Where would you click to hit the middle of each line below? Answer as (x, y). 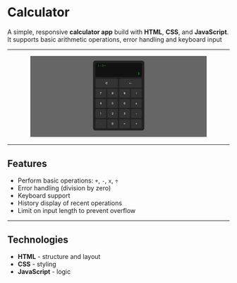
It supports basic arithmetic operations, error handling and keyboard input (115, 39)
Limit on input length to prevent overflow (77, 211)
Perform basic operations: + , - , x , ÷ (68, 180)
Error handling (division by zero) (64, 188)
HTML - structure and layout (59, 256)
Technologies (38, 239)
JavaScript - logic (44, 271)
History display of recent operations (69, 203)
